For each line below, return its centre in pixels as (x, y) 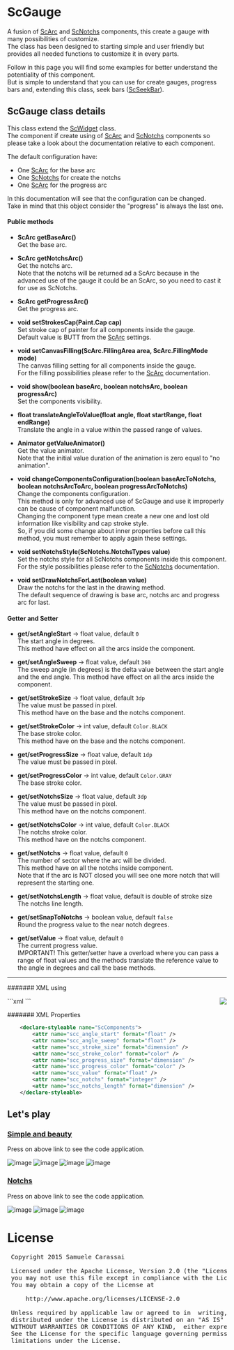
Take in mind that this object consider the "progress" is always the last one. (116, 206)
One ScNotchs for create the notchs (69, 177)
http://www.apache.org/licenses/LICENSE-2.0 (103, 1299)
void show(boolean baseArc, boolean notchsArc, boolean (102, 386)
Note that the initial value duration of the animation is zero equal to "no (119, 458)
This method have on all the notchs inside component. (95, 868)
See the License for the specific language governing (104, 1334)
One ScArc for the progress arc (62, 185)
